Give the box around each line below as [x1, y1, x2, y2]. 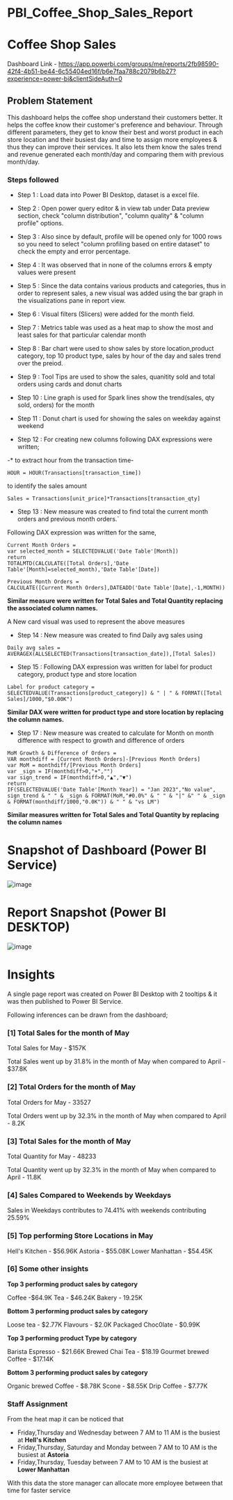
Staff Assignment [7, 1399, 68, 1409]
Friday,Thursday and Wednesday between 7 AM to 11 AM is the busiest [17, 1428, 220, 1437]
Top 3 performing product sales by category [7, 1279, 138, 1288]
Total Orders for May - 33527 [7, 1098, 92, 1106]
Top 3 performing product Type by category [7, 1334, 137, 1342]
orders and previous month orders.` [17, 515, 120, 523]
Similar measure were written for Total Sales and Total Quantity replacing [7, 597, 223, 605]
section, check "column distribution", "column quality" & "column [17, 212, 204, 220]
